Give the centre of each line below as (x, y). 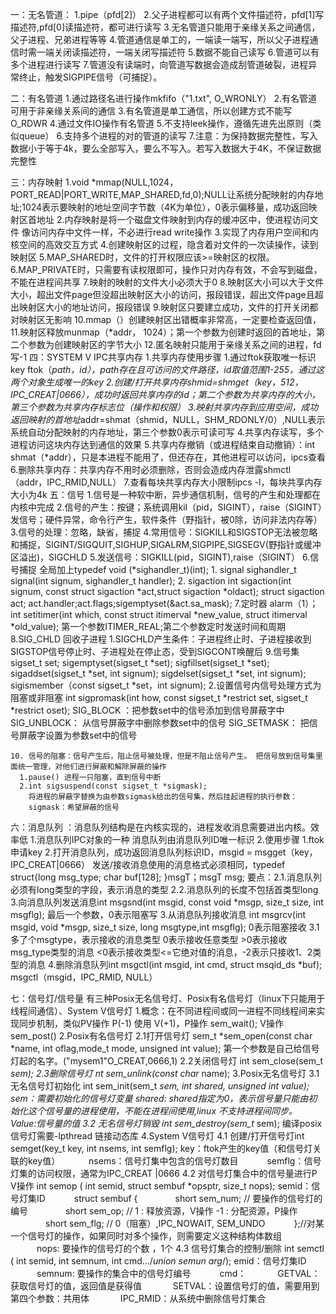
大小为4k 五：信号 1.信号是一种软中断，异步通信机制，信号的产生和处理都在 (166, 494)
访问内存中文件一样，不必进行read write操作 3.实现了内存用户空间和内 (174, 232)
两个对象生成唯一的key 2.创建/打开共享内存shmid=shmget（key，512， (157, 382)
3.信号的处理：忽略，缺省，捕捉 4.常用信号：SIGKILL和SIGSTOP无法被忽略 (164, 532)
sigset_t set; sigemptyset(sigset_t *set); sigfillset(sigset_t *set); (140, 662)
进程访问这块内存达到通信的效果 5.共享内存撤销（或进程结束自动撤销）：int (163, 444)
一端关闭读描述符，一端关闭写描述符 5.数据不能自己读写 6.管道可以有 (178, 52)
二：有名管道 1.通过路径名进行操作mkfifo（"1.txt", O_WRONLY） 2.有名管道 (164, 98)
